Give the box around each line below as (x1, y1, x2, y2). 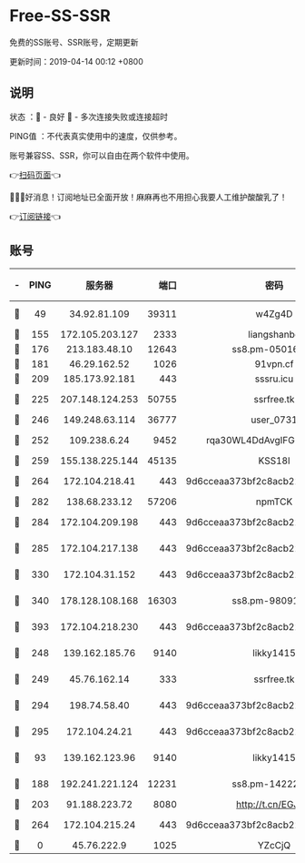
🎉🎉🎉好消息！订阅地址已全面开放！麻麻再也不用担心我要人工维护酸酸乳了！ (9, 191, 288, 202)
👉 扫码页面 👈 (9, 169, 62, 180)
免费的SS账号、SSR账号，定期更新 (9, 36, 139, 47)
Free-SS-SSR (9, 5, 111, 26)
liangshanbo (248, 328, 301, 340)
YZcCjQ (257, 838, 291, 851)
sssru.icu (254, 372, 294, 385)
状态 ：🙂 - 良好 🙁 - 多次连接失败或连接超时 (9, 111, 168, 122)
